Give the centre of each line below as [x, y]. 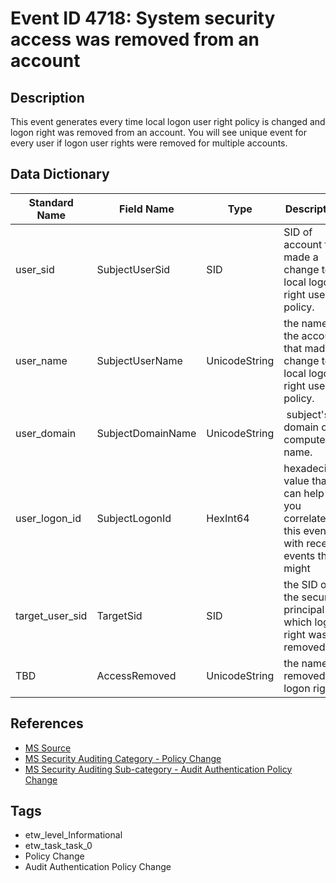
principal [304, 609]
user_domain [46, 433]
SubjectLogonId [134, 518]
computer [306, 439]
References [47, 723]
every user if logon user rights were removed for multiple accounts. [149, 143]
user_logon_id [48, 518]
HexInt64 [228, 518]
